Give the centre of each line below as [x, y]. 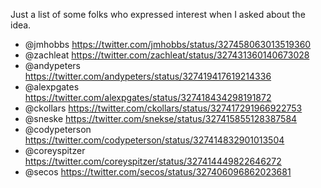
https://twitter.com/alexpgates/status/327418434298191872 [148, 97]
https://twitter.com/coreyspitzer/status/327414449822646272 [153, 161]
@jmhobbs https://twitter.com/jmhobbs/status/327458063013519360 [168, 44]
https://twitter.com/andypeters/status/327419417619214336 [148, 76]
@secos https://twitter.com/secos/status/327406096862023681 [158, 172]
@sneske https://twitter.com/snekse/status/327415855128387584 [161, 118]
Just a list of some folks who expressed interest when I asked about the [158, 14]
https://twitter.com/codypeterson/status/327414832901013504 [154, 140]
